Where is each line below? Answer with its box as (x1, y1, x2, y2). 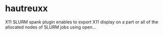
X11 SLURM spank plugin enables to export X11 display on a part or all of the (5, 19, 159, 25)
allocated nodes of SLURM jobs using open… (5, 24, 97, 30)
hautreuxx (5, 3, 48, 14)
